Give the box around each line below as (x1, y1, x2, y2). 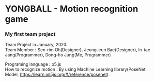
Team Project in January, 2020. (5, 42, 68, 48)
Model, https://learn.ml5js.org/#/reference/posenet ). (5, 71, 110, 78)
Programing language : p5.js (5, 61, 62, 67)
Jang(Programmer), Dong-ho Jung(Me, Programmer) (5, 52, 111, 58)
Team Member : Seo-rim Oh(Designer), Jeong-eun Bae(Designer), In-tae (5, 47, 151, 53)
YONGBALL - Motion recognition (5, 3, 139, 14)
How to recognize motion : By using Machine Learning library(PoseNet (5, 67, 146, 72)
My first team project (5, 31, 56, 38)
